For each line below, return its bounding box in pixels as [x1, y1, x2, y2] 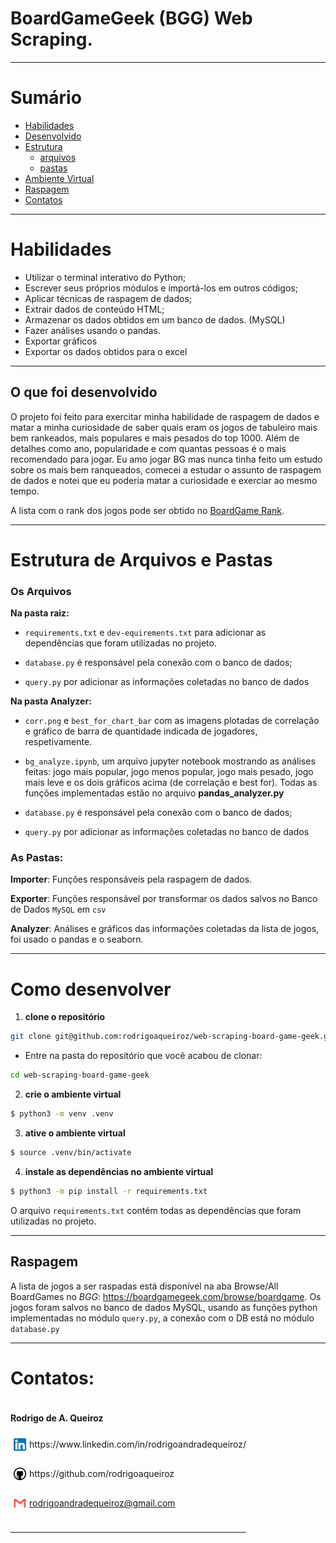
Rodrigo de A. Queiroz [10, 1412, 104, 1424]
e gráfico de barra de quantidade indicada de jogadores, [24, 725, 258, 737]
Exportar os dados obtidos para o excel [24, 345, 188, 357]
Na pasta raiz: [10, 607, 70, 619]
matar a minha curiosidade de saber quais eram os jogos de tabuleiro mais [10, 421, 318, 433]
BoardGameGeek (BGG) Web [10, 7, 253, 30]
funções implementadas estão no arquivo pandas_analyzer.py [24, 787, 285, 799]
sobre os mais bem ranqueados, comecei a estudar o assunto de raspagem [10, 463, 322, 476]
